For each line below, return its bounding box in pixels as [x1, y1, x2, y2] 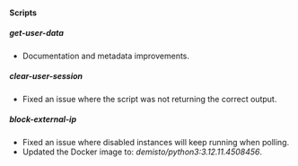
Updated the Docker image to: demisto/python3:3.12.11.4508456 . [22, 146, 263, 157]
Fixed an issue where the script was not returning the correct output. [22, 93, 277, 104]
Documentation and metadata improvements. [22, 50, 190, 61]
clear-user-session [9, 71, 83, 82]
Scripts [9, 7, 38, 18]
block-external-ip [9, 114, 77, 125]
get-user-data [9, 28, 65, 39]
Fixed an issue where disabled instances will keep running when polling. [22, 136, 290, 147]
